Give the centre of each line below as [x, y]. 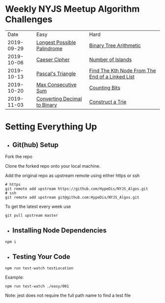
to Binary [47, 105]
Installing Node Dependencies [59, 231]
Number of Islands [110, 59]
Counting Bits [105, 88]
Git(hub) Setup [35, 145]
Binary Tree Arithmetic [115, 45]
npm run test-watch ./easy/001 [37, 286]
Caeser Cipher [53, 59]
